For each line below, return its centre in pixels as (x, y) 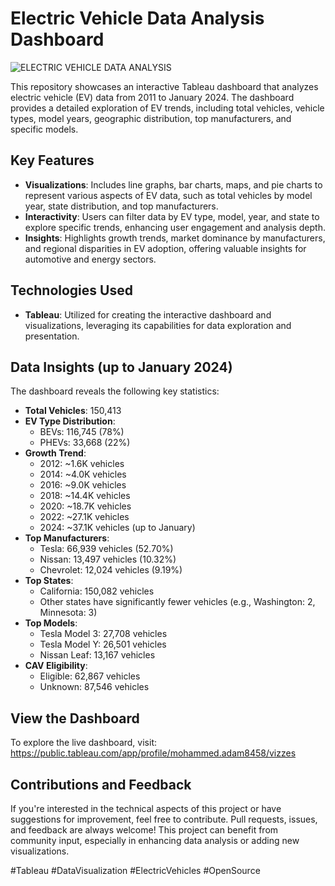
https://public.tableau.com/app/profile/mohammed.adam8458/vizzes (153, 753)
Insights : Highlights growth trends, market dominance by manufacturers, (175, 238)
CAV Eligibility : (56, 666)
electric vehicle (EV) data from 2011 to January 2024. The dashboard (152, 97)
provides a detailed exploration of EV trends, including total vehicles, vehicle (167, 108)
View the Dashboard (75, 718)
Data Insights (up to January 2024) (121, 367)
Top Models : (51, 623)
